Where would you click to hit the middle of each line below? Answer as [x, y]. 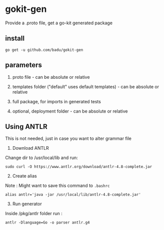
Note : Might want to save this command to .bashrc [58, 186]
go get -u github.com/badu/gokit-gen [44, 50]
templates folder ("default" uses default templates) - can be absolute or [86, 86]
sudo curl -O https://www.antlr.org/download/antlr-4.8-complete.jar [79, 167]
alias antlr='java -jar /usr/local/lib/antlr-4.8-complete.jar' [73, 195]
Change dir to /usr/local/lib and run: [41, 158]
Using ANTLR [26, 127]
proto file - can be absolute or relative [51, 77]
